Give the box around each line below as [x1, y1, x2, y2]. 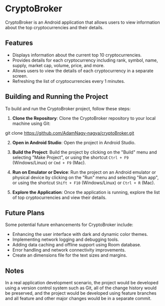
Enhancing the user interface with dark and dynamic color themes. [12, 231, 148, 237]
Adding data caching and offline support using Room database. [12, 242, 142, 248]
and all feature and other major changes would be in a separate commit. [5, 296, 152, 302]
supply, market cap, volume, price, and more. [12, 62, 105, 68]
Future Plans [5, 208, 45, 217]
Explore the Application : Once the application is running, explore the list [12, 189, 160, 195]
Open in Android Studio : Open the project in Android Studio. [12, 139, 136, 146]
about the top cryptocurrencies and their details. [5, 24, 104, 30]
